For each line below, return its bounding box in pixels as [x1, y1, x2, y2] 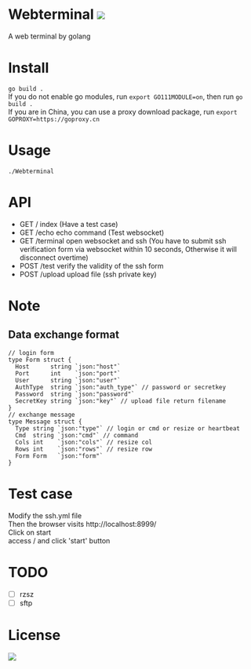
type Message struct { [8, 418, 82, 426]
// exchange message [8, 411, 76, 419]
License [8, 626, 61, 644]
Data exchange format [8, 328, 120, 342]
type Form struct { [8, 356, 72, 364]
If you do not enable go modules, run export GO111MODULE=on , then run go [8, 92, 243, 101]
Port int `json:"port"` [15, 369, 122, 378]
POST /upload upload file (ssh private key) [19, 269, 157, 279]
